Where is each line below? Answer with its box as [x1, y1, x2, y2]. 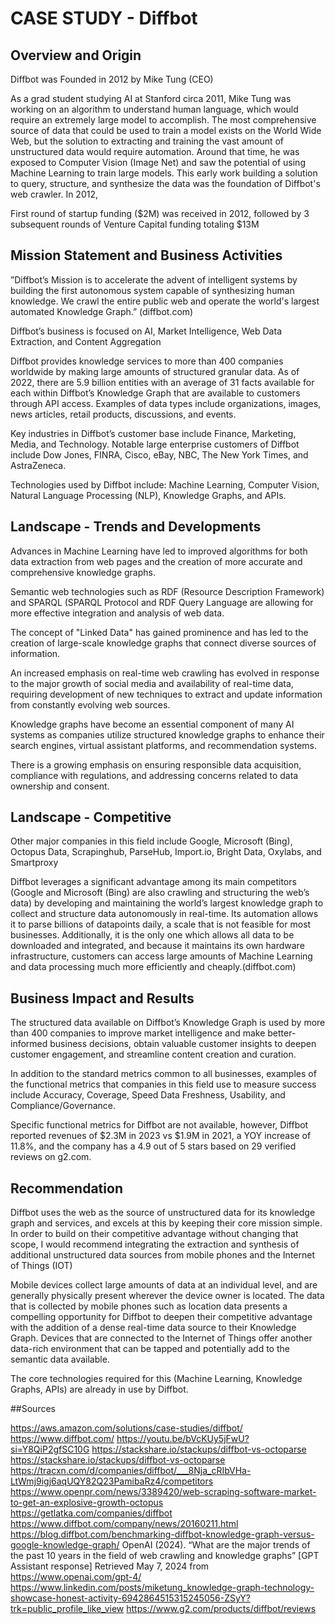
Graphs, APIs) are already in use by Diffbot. [10, 1383, 189, 1396]
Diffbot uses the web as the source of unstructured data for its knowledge [10, 1207, 316, 1219]
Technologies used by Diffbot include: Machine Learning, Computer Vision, [10, 478, 320, 491]
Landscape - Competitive [10, 809, 172, 826]
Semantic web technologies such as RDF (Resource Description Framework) [10, 585, 325, 597]
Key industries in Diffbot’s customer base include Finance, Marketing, [10, 427, 297, 439]
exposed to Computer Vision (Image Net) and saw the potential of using [10, 157, 306, 168]
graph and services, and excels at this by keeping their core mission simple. [10, 1217, 323, 1229]
